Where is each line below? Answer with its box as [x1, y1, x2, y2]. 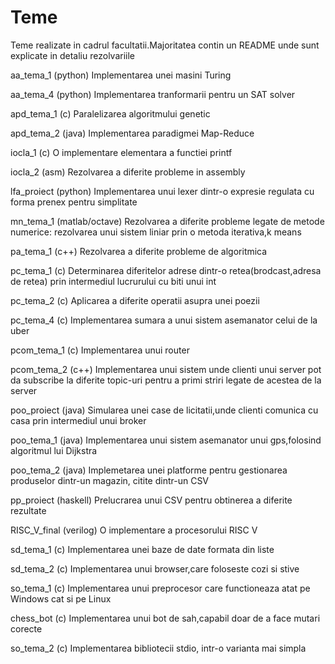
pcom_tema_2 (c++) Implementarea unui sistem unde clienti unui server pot [10, 363, 322, 375]
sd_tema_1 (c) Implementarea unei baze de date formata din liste [10, 543, 275, 555]
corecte [10, 622, 43, 635]
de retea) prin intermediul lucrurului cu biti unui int [10, 275, 217, 287]
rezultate [10, 504, 47, 516]
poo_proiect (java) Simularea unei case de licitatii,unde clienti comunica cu [10, 404, 319, 416]
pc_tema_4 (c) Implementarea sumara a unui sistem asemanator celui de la [10, 314, 318, 326]
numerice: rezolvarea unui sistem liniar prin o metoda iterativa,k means [10, 226, 302, 238]
